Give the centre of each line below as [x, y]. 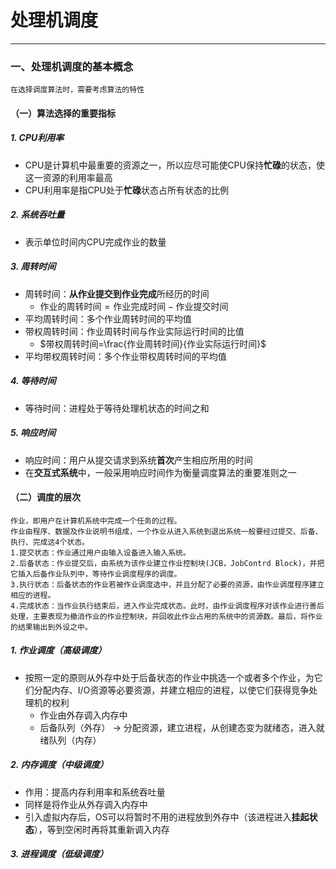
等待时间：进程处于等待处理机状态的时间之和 [117, 408]
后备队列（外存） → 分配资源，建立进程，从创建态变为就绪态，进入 [178, 727]
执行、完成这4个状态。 [50, 542]
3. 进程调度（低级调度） [59, 854]
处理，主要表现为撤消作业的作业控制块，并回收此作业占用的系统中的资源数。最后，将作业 [166, 616]
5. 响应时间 [33, 433]
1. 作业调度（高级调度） [58, 650]
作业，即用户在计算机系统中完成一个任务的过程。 [96, 521]
